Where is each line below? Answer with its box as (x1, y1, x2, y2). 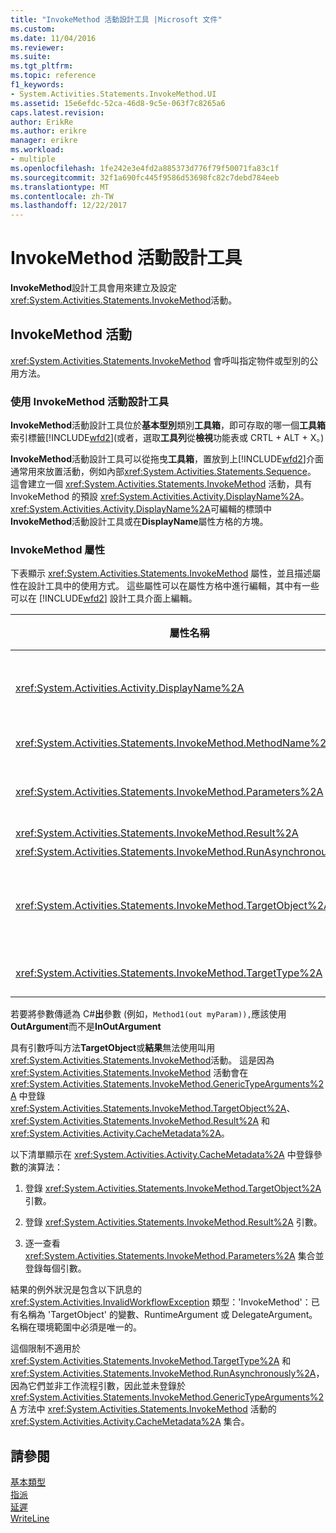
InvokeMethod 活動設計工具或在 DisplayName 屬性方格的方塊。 (10, 516, 269, 528)
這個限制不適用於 (10, 1342, 81, 1355)
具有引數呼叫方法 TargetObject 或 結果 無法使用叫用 (10, 1042, 216, 1054)
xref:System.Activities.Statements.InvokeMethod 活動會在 (10, 1067, 249, 1079)
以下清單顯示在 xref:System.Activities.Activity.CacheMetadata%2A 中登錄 (10, 1149, 314, 1161)
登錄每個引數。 (24, 1262, 87, 1275)
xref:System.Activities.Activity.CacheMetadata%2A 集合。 (10, 1416, 250, 1428)
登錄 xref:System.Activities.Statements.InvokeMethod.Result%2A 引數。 (24, 1216, 323, 1228)
